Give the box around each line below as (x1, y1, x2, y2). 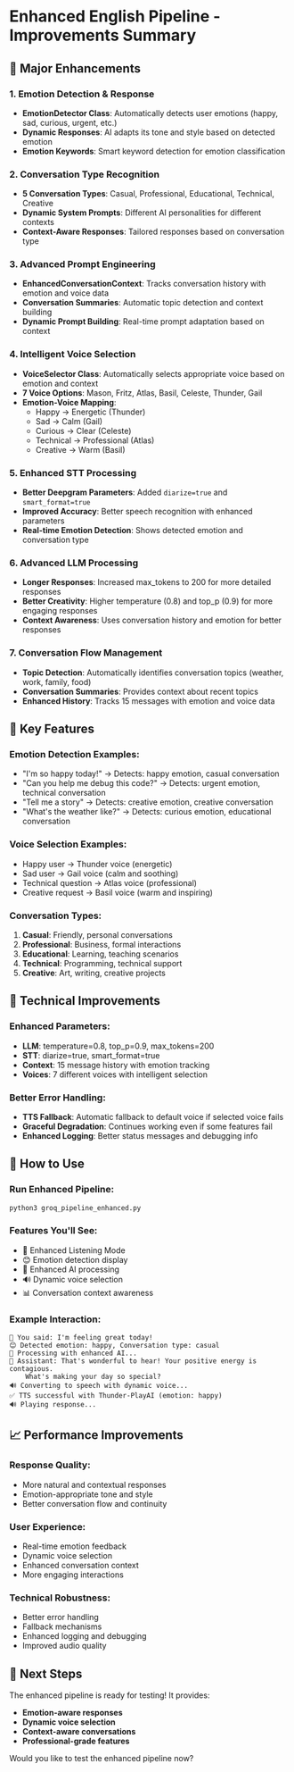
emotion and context (21, 378, 99, 389)
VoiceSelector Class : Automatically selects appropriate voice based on (21, 368, 285, 379)
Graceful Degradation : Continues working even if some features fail (21, 1121, 274, 1132)
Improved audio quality (21, 1641, 107, 1651)
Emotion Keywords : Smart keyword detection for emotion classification (21, 146, 286, 156)
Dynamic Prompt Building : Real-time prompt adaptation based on (21, 316, 265, 327)
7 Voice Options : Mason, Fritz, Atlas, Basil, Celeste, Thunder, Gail (21, 387, 263, 398)
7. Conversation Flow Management (9, 647, 163, 659)
